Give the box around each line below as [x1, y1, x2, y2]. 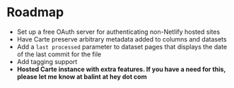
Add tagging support [16, 57, 78, 65]
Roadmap [6, 4, 64, 20]
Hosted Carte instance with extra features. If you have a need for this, [16, 65, 226, 73]
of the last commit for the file [16, 50, 102, 58]
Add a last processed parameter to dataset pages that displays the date [16, 42, 228, 51]
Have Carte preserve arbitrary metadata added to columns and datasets [16, 34, 227, 43]
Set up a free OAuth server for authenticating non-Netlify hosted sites [16, 27, 221, 36]
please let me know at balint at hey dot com [16, 72, 147, 81]
